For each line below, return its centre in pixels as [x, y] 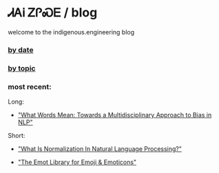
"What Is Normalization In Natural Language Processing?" [100, 149]
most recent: [30, 86]
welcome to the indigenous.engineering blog [71, 32]
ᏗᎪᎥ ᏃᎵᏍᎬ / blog [53, 13]
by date [21, 49]
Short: [17, 136]
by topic [22, 68]
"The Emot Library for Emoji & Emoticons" [77, 162]
